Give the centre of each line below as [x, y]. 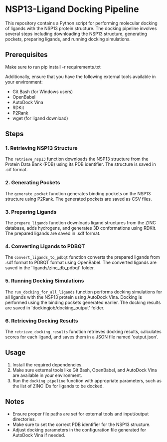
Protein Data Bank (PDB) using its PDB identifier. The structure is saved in [81, 164]
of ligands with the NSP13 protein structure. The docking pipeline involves [81, 28]
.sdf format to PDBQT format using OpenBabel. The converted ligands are [81, 263]
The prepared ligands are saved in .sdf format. [53, 233]
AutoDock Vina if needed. [39, 435]
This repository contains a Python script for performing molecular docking [82, 23]
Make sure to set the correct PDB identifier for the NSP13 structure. [82, 424]
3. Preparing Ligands [31, 212]
